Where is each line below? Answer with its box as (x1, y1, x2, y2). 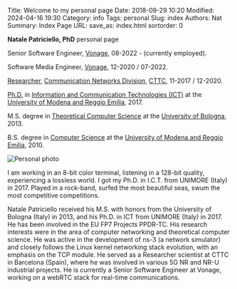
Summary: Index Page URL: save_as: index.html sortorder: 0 (7, 21, 184, 29)
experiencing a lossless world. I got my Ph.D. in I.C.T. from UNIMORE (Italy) (7, 176, 228, 184)
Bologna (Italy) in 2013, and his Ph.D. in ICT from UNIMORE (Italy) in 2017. (7, 213, 223, 220)
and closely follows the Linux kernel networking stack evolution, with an (7, 243, 218, 251)
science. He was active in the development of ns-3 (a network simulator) (7, 235, 221, 243)
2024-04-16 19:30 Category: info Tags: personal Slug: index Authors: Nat (7, 14, 223, 22)
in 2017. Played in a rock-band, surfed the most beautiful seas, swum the (7, 183, 221, 192)
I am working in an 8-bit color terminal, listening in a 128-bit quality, (7, 168, 205, 177)
